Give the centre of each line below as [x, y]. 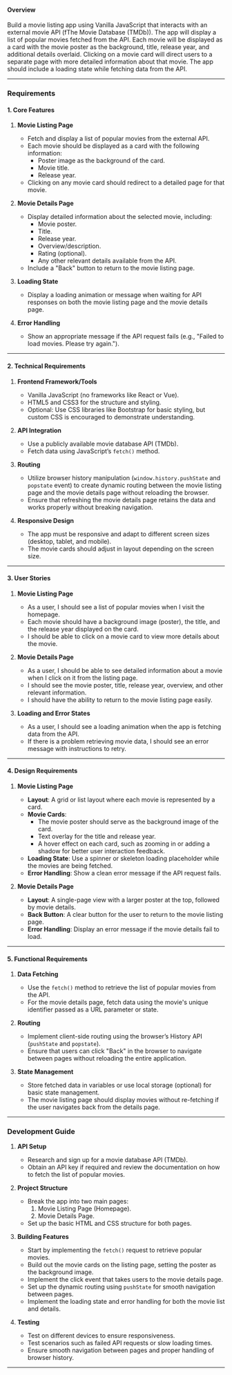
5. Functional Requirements [47, 959]
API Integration [39, 430]
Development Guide [41, 1132]
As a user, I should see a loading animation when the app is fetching [124, 726]
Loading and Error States [54, 713]
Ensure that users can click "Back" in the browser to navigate [115, 1051]
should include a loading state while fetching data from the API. [97, 69]
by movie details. [51, 907]
